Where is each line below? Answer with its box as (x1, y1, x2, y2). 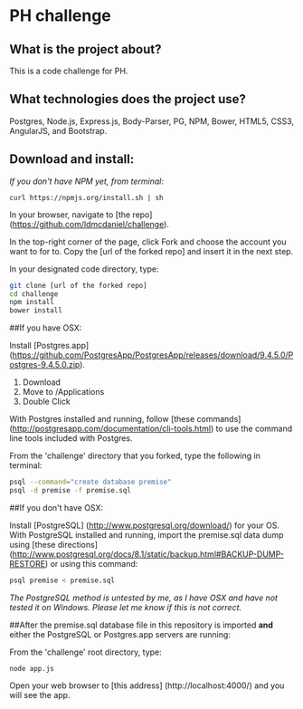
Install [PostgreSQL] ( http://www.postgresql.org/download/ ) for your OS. (9, 520, 280, 531)
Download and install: (9, 151, 135, 168)
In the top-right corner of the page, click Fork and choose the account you (9, 236, 287, 247)
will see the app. (9, 689, 71, 700)
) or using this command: (44, 558, 138, 569)
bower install (9, 306, 63, 315)
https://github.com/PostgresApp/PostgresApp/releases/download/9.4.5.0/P (12, 350, 294, 360)
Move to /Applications (22, 387, 105, 398)
